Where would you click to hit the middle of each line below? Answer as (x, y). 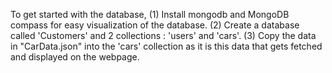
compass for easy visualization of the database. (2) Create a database (155, 25)
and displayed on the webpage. (75, 57)
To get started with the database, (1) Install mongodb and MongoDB (150, 14)
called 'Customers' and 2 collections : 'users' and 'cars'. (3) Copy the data (163, 35)
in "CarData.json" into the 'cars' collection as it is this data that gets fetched (166, 46)
